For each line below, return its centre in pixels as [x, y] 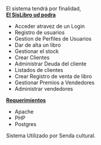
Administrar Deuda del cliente [51, 64]
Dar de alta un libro [38, 45]
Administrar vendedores [44, 89]
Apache [24, 112]
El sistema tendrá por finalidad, [43, 9]
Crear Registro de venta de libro [53, 76]
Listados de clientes [39, 70]
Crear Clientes [32, 57]
